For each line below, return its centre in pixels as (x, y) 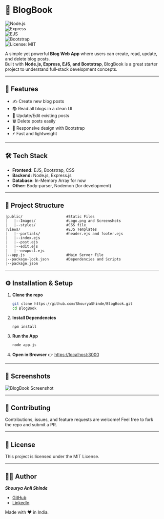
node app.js (24, 345)
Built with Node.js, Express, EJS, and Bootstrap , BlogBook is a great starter (81, 64)
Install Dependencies (34, 318)
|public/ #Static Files (50, 217)
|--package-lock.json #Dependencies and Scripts (63, 259)
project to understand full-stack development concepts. (61, 69)
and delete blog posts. (28, 59)
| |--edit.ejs (21, 247)
